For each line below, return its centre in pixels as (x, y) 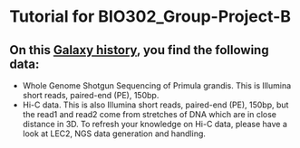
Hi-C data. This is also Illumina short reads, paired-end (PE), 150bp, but (155, 105)
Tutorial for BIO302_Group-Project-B (150, 17)
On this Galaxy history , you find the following (139, 50)
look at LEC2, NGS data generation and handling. (114, 134)
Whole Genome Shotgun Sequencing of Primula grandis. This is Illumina (157, 86)
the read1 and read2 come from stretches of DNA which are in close (150, 114)
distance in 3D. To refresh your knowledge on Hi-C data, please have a (155, 124)
